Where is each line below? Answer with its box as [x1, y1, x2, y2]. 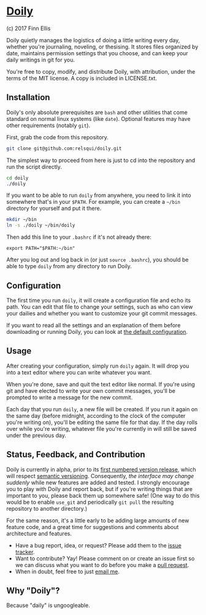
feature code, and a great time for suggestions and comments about [6, 523, 179, 530]
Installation [6, 92, 50, 102]
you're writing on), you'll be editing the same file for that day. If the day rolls [6, 419, 198, 426]
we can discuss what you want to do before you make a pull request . [15, 561, 189, 568]
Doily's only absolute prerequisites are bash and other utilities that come [6, 109, 188, 116]
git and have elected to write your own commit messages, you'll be [6, 387, 176, 394]
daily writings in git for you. [6, 56, 75, 63]
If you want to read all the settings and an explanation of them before [6, 321, 181, 329]
